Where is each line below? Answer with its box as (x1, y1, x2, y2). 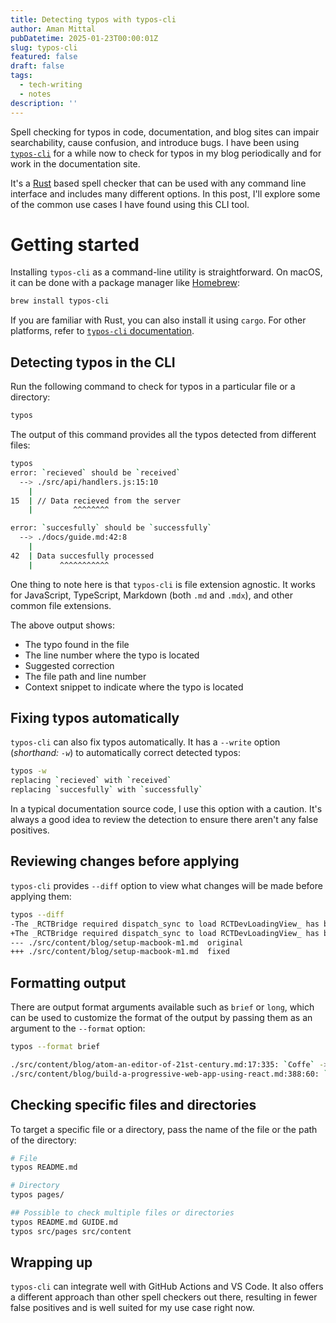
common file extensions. (10, 599, 112, 611)
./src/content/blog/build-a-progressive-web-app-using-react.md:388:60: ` (10, 1069, 329, 1079)
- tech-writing (19, 80, 83, 90)
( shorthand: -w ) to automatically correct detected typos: (10, 747, 242, 759)
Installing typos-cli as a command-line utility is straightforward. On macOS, (10, 266, 323, 278)
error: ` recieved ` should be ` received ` (10, 467, 182, 478)
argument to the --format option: (10, 1022, 146, 1035)
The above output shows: (10, 619, 115, 631)
